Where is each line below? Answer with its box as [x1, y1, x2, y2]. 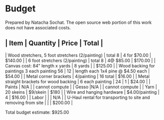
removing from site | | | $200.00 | [5, 100, 73, 106]
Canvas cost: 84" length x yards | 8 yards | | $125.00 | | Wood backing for [5, 62, 155, 68]
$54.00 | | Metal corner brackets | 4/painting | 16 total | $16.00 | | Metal [5, 73, 150, 79]
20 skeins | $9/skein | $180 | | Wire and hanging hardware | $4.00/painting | [5, 89, 160, 95]
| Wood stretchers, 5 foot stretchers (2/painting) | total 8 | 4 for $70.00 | [5, 52, 152, 58]
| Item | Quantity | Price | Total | [5, 39, 103, 48]
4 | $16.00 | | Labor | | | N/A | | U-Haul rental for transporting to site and [5, 94, 150, 100]
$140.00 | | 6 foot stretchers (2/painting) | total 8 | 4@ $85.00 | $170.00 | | [5, 58, 156, 63]
